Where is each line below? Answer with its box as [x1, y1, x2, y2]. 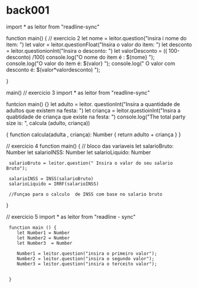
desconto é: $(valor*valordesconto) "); [6, 66, 100, 73]
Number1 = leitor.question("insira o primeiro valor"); [17, 250, 158, 257]
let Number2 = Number [17, 235, 70, 241]
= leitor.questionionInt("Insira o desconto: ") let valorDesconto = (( [6, 47, 167, 54]
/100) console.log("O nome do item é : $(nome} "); [32, 53, 155, 60]
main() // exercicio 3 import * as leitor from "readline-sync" [6, 89, 150, 96]
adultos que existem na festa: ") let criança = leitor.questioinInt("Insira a [6, 107, 181, 114]
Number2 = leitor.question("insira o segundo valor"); [17, 255, 155, 261]
